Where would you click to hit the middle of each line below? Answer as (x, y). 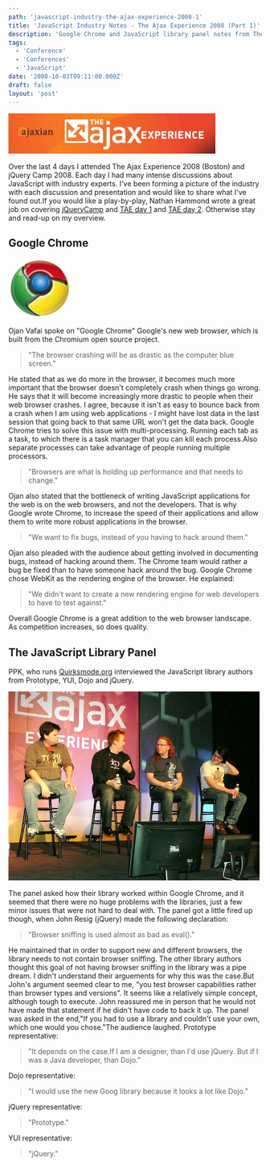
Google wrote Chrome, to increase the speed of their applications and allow (133, 513)
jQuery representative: (45, 1107)
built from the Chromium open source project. (84, 339)
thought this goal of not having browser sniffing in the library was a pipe (127, 968)
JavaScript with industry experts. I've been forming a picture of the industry (134, 183)
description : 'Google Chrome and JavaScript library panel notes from (129, 34)
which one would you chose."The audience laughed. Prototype (112, 1027)
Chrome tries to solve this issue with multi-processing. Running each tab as (133, 430)
